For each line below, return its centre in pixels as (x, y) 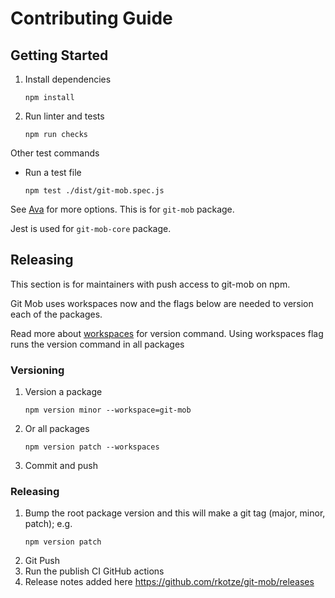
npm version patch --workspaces (92, 447)
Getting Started (59, 55)
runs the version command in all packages (97, 344)
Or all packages (57, 429)
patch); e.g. (48, 524)
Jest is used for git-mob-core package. (91, 228)
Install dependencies (68, 79)
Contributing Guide (91, 18)
